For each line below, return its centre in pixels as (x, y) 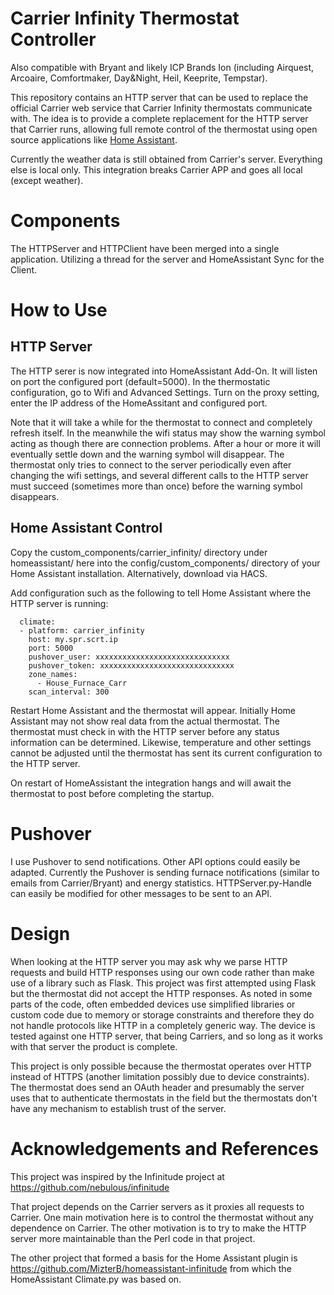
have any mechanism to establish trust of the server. (118, 1108)
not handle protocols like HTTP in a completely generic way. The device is (163, 1025)
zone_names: (53, 674)
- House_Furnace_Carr (82, 683)
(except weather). (47, 180)
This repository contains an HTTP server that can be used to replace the (159, 97)
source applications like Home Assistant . (94, 139)
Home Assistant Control (86, 528)
